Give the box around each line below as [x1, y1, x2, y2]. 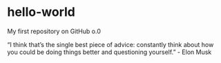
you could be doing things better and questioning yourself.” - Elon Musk [7, 48, 212, 56]
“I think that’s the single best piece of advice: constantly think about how [7, 40, 214, 48]
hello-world [7, 4, 76, 20]
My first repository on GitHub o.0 [7, 27, 102, 35]
